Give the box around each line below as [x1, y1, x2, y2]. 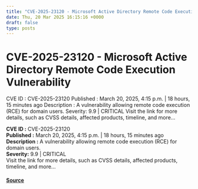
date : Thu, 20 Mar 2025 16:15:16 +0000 [6, 14, 104, 20]
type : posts [6, 25, 35, 31]
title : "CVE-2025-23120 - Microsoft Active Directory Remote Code [6, 8, 173, 15]
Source [6, 177, 25, 184]
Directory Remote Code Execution [6, 63, 176, 77]
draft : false [6, 19, 38, 25]
